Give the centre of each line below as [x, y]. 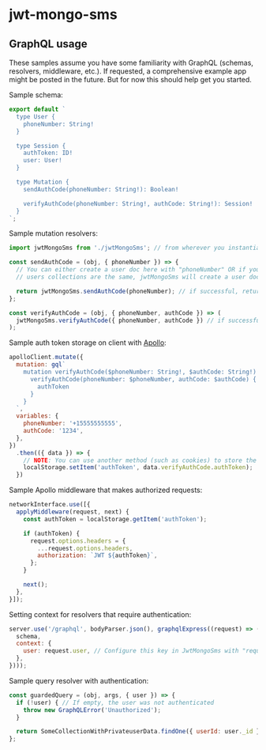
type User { [36, 116]
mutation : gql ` [41, 365]
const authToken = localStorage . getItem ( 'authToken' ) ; [115, 519]
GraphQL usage [48, 44]
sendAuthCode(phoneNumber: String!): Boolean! [101, 189]
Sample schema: [36, 95]
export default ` [37, 109]
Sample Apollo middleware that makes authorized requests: [106, 490]
